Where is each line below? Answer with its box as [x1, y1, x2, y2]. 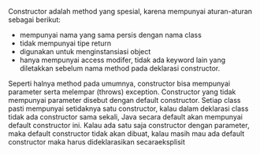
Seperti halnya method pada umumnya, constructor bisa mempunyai [8, 79, 231, 88]
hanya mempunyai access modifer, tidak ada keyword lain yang [19, 55, 226, 64]
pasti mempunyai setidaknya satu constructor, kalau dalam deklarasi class [8, 104, 249, 113]
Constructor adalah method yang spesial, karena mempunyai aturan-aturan [8, 7, 253, 16]
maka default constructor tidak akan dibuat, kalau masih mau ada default [8, 129, 245, 138]
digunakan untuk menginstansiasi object [19, 47, 151, 56]
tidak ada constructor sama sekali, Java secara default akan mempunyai [8, 112, 243, 121]
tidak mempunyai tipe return [19, 38, 112, 48]
